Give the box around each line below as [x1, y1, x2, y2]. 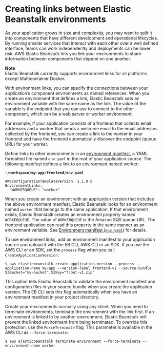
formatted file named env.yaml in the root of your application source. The [5, 156, 152, 161]
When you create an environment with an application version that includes [5, 196, 155, 202]
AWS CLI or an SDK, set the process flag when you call [5, 247, 115, 253]
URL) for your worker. [5, 141, 49, 147]
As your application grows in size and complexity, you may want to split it [5, 30, 152, 36]
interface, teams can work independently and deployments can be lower [5, 45, 151, 51]
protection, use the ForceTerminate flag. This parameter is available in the [5, 324, 153, 330]
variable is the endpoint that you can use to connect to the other [5, 106, 134, 112]
